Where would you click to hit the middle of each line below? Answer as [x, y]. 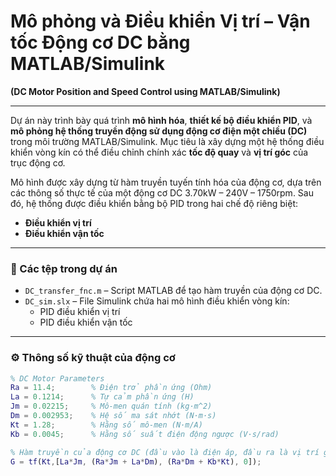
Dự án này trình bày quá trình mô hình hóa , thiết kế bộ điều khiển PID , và [161, 120]
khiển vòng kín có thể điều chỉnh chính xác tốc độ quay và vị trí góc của [159, 152]
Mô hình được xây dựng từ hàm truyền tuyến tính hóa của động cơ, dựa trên [166, 182]
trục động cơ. [38, 162]
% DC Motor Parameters [57, 378]
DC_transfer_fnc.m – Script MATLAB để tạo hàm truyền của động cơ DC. [173, 291]
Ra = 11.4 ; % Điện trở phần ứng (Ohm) [111, 388]
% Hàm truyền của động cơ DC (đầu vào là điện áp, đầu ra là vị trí [165, 452]
